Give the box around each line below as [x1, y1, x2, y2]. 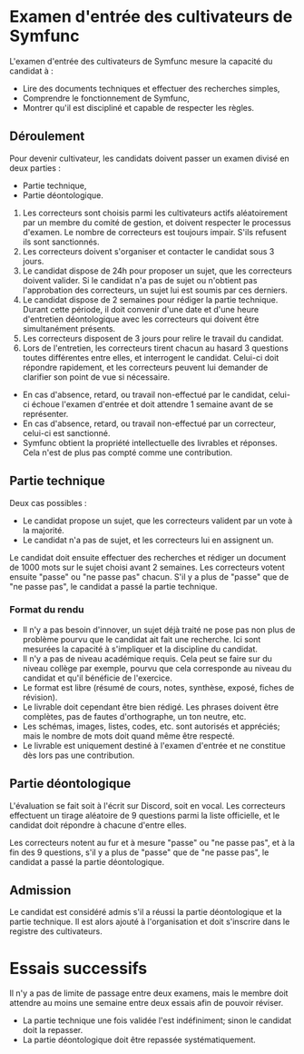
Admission [9, 883, 72, 899]
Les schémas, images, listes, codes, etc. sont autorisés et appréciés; [22, 721, 280, 731]
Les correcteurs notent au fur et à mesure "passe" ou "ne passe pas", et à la [9, 837, 295, 848]
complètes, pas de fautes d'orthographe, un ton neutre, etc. [22, 711, 247, 721]
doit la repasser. [22, 1025, 83, 1036]
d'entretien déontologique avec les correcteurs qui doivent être [22, 313, 260, 324]
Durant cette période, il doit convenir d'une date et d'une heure [22, 303, 260, 314]
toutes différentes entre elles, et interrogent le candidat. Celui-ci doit [22, 352, 279, 363]
